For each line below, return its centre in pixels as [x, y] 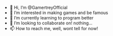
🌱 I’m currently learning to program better [52, 18]
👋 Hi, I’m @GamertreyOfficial [38, 8]
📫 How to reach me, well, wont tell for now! [54, 28]
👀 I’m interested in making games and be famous [59, 13]
